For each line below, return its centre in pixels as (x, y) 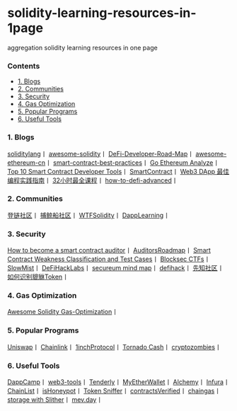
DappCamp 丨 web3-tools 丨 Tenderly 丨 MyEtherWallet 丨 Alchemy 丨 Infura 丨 (118, 382)
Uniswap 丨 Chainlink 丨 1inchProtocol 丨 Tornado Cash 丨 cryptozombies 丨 (114, 347)
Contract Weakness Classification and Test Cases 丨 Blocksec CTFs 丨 (109, 259)
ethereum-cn (27, 162)
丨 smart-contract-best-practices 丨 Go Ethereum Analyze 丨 (132, 162)
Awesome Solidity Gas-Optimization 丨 (63, 312)
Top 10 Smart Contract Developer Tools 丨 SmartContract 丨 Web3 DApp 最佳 (118, 171)
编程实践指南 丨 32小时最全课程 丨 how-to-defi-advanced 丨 (93, 180)
